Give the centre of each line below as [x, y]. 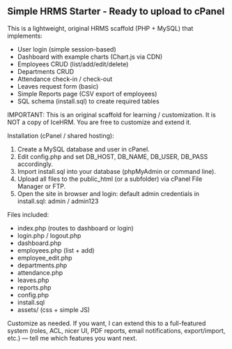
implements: [25, 36]
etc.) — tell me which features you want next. [72, 338]
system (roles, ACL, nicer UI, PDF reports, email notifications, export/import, [116, 330]
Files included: [28, 214]
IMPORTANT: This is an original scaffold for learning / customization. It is [111, 114]
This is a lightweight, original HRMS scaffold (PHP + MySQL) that [100, 28]
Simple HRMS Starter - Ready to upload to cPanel [116, 12]
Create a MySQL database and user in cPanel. [83, 149]
